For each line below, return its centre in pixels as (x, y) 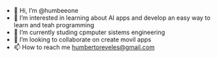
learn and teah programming (54, 25)
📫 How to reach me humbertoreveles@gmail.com (84, 47)
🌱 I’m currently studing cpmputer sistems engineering (89, 32)
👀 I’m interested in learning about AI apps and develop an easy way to (112, 18)
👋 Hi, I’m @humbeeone (46, 11)
